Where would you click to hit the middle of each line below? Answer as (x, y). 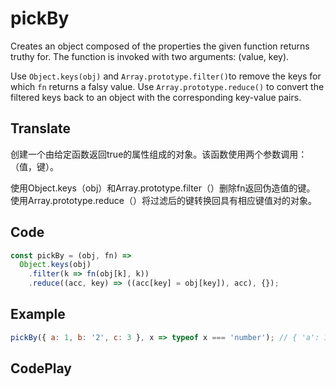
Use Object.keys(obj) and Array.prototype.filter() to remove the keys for (166, 76)
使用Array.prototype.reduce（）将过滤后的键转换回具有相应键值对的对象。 (163, 200)
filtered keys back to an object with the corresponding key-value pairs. (156, 97)
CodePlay (41, 368)
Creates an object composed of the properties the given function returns (160, 46)
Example (38, 314)
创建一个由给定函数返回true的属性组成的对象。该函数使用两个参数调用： (159, 154)
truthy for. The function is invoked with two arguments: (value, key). (150, 56)
